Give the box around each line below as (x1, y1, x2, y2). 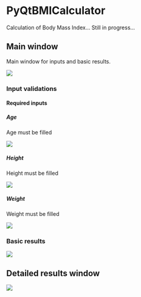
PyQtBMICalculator (6, 4, 106, 18)
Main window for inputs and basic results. (6, 57, 111, 65)
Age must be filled (6, 129, 52, 136)
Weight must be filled (6, 210, 60, 218)
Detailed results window (6, 268, 100, 278)
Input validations (6, 84, 57, 93)
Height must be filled (6, 170, 59, 177)
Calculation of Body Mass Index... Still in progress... (6, 24, 136, 31)
